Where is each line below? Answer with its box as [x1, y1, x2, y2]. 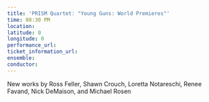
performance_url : [7, 42, 57, 49]
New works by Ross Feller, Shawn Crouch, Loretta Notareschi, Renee [7, 79, 202, 88]
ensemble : [7, 55, 36, 62]
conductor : [7, 61, 38, 68]
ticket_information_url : [7, 49, 78, 55]
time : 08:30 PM [7, 16, 51, 23]
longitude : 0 [7, 36, 45, 42]
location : [7, 23, 36, 29]
